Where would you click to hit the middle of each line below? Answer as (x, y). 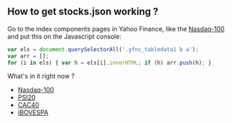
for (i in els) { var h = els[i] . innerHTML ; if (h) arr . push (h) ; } (110, 63)
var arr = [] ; (28, 56)
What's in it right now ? (41, 76)
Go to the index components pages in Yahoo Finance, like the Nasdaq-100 (116, 28)
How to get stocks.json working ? (83, 12)
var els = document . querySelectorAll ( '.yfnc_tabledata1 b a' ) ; (103, 49)
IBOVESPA (33, 112)
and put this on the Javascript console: (64, 36)
